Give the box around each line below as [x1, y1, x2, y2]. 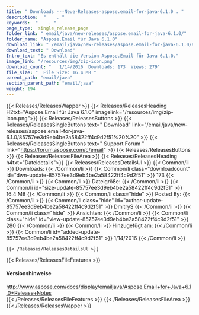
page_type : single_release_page [6, 25, 89, 31]
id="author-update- [115, 196, 163, 203]
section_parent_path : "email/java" [6, 81, 94, 87]
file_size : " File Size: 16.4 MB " [6, 69, 97, 75]
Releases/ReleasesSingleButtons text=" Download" [6, 121, 131, 128]
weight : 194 [6, 86, 36, 92]
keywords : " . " [6, 20, 57, 26]
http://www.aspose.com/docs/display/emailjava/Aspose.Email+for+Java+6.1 [6, 283, 191, 291]
